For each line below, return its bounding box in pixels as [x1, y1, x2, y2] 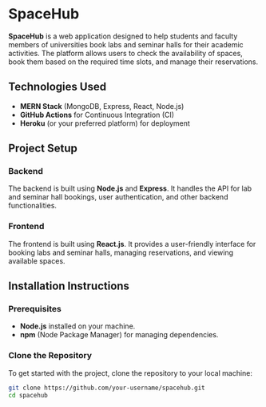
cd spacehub [8, 391, 48, 399]
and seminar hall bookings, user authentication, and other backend [8, 192, 228, 202]
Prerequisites [8, 304, 62, 315]
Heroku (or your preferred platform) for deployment [19, 118, 190, 128]
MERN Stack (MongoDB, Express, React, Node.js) [19, 101, 185, 111]
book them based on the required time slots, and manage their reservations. [8, 57, 259, 66]
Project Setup [8, 142, 78, 155]
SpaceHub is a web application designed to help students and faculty [8, 31, 238, 41]
